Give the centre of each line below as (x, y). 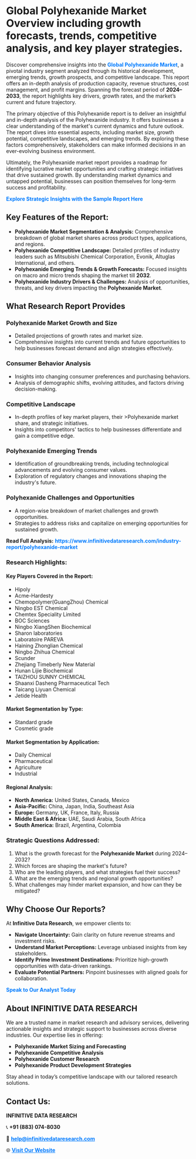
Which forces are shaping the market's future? (71, 865)
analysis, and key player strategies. (94, 49)
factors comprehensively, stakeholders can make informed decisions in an (96, 145)
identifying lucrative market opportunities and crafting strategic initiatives (94, 168)
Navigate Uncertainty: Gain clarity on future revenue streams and (94, 935)
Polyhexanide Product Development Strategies (73, 1065)
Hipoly (22, 589)
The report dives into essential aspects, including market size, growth (90, 132)
